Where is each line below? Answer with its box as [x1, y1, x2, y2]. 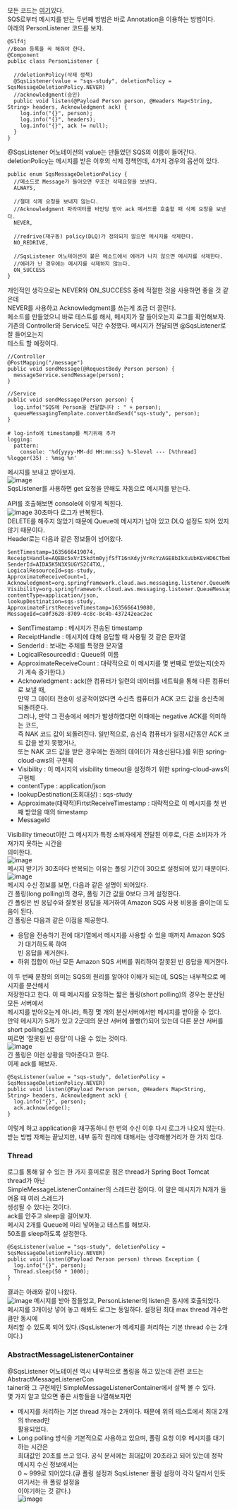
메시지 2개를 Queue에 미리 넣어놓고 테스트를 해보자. [7, 1220, 151, 1229]
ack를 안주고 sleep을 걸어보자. [7, 1212, 92, 1220]
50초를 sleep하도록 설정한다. [7, 1230, 87, 1238]
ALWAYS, [13, 184, 37, 191]
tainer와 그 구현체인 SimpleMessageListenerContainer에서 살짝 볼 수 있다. [7, 1383, 216, 1391]
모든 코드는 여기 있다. [7, 6, 64, 14]
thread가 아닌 [7, 1177, 46, 1185]
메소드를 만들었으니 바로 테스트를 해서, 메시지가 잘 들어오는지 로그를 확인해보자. [7, 313, 226, 321]
